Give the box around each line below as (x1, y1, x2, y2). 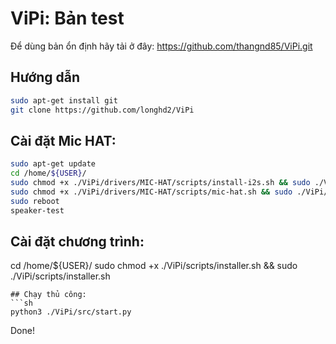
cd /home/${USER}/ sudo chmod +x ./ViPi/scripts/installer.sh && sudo (10, 260, 298, 272)
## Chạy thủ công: (10, 290, 87, 300)
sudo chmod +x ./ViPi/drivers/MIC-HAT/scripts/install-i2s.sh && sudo (10, 178, 311, 188)
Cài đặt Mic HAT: (10, 132, 117, 149)
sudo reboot (10, 196, 60, 206)
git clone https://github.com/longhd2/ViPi (10, 105, 195, 115)
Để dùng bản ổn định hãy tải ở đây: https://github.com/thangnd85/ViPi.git (10, 40, 313, 52)
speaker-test (10, 205, 65, 216)
